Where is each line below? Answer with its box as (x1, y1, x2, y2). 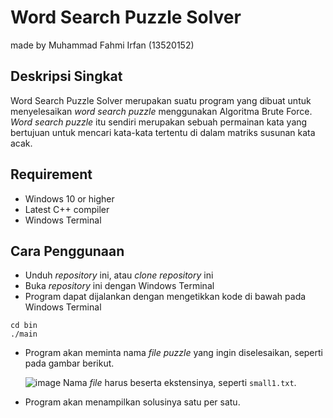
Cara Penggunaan (10, 242, 125, 260)
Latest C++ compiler (24, 203, 110, 215)
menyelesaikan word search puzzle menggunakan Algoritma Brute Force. (10, 105, 313, 117)
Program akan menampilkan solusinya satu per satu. (24, 396, 241, 408)
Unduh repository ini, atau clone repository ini (24, 269, 214, 281)
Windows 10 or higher (24, 192, 115, 205)
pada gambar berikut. (24, 357, 115, 370)
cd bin (10, 321, 38, 331)
